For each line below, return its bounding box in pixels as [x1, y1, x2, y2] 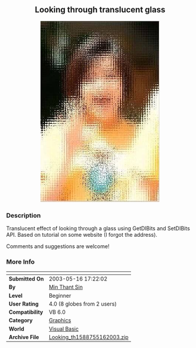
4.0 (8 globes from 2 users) [48, 300, 117, 307]
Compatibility [8, 309, 43, 316]
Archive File [8, 333, 39, 340]
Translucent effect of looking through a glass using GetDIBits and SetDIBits [6, 225, 191, 232]
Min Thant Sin [48, 283, 83, 291]
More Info [6, 258, 35, 266]
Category [8, 317, 33, 324]
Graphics [48, 317, 71, 324]
